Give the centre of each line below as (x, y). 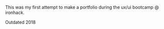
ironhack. (15, 12)
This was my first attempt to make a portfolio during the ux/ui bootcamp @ (82, 7)
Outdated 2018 (21, 22)
